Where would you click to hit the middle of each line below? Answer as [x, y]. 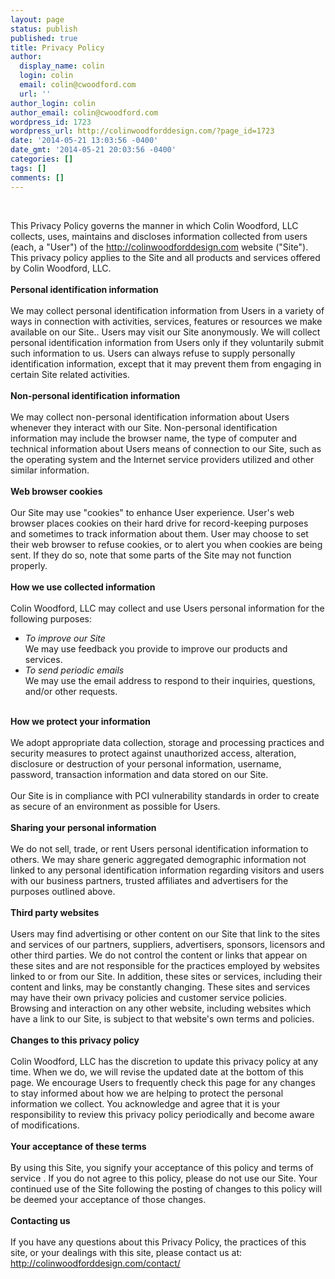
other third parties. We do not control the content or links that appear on [159, 955]
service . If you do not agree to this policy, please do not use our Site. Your [164, 1178]
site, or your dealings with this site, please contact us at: [126, 1252]
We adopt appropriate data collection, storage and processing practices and [167, 742]
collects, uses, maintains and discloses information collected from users [159, 236]
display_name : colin [62, 66]
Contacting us [40, 1220]
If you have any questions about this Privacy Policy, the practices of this [158, 1242]
